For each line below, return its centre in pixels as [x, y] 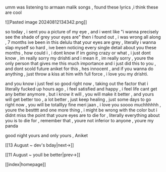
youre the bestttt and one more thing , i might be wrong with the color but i [81, 110]
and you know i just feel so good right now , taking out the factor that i [77, 84]
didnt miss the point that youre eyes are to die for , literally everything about [83, 115]
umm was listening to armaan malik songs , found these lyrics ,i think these [82, 7]
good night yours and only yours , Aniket [47, 135]
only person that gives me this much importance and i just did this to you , [81, 63]
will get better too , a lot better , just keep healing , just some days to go [78, 99]
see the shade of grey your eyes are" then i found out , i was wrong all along [83, 37]
